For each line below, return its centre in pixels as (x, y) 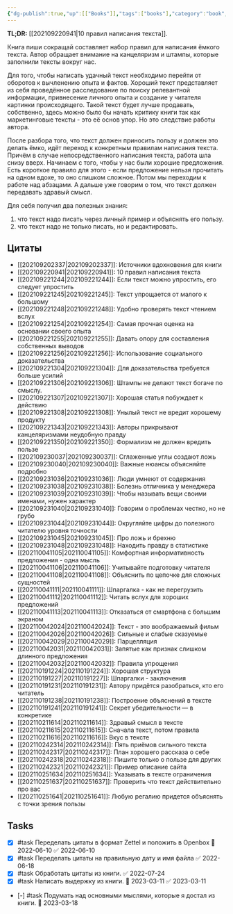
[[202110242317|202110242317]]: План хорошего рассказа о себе (113, 752)
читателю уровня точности (57, 531)
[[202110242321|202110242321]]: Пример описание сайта (102, 767)
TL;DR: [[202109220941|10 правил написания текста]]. (87, 33)
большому (33, 302)
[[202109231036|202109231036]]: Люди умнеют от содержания (111, 479)
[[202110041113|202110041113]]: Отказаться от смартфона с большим (119, 612)
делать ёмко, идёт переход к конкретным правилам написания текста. (113, 147)
